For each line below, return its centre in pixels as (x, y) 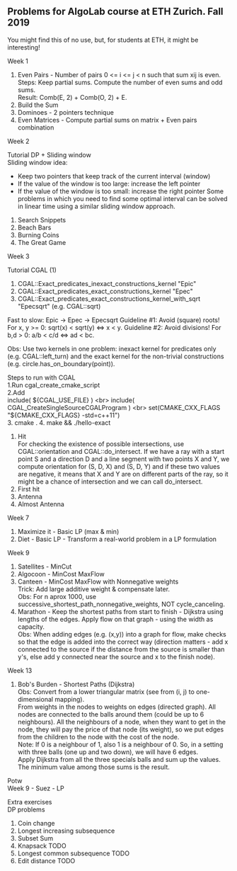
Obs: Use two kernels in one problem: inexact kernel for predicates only (112, 348)
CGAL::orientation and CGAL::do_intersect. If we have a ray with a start (121, 451)
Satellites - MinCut (45, 567)
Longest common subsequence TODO (73, 853)
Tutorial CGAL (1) (32, 270)
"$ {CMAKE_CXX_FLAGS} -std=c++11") (64, 415)
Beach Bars (34, 227)
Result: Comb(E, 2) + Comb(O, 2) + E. (72, 97)
